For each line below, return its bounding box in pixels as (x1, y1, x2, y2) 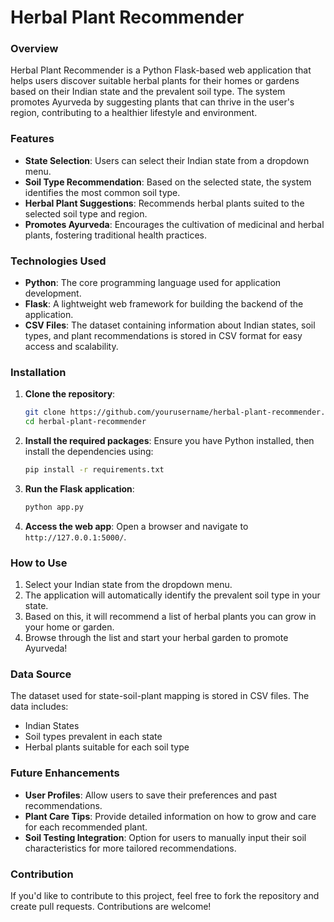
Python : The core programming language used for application (24, 277, 282, 289)
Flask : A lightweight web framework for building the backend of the (24, 298, 304, 310)
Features (10, 132, 55, 146)
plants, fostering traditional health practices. (24, 229, 208, 241)
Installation (10, 366, 67, 379)
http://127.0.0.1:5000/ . (24, 531, 127, 543)
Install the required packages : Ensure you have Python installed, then (24, 435, 315, 447)
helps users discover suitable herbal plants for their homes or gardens (10, 75, 300, 87)
